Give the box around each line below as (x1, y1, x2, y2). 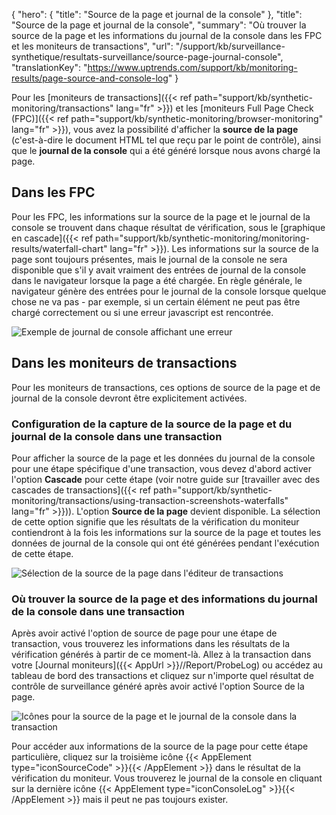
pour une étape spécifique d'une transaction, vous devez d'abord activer (11, 462, 313, 474)
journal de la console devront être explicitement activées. (11, 392, 248, 404)
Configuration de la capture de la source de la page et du (11, 417, 293, 431)
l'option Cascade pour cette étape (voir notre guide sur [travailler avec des (11, 473, 321, 485)
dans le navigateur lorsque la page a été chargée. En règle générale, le (11, 274, 303, 286)
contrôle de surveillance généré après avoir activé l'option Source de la (11, 680, 305, 693)
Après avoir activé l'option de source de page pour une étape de (11, 627, 278, 639)
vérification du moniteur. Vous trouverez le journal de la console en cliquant (11, 772, 323, 784)
